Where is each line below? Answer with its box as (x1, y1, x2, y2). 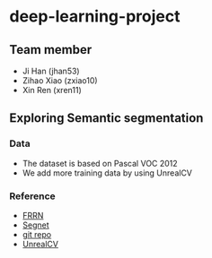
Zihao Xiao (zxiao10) (22, 75, 98, 86)
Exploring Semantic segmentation (9, 110, 204, 126)
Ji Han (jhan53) (22, 65, 80, 76)
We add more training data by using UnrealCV (22, 168, 193, 178)
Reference (9, 190, 56, 202)
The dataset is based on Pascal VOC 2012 (22, 158, 178, 168)
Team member (9, 42, 93, 57)
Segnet (22, 219, 49, 230)
